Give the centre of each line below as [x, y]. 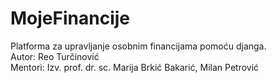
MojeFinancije [70, 18]
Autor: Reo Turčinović [55, 56]
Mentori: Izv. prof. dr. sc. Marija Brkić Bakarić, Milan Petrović [135, 67]
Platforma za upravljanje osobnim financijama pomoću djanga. [138, 46]
